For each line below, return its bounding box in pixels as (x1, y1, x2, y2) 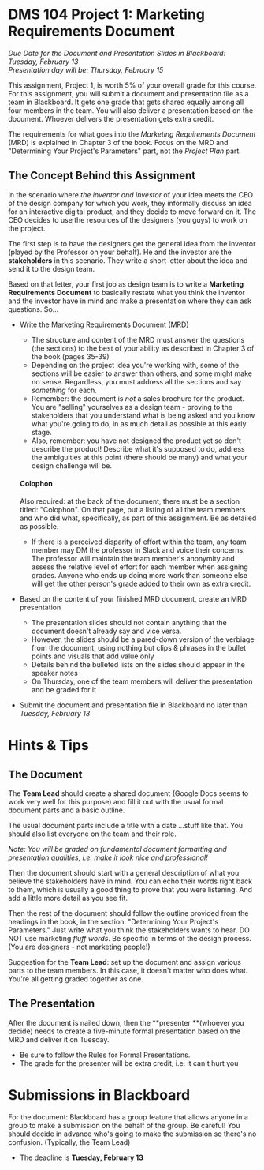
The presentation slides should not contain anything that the (31, 617, 227, 627)
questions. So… (8, 304, 59, 313)
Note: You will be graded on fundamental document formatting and (8, 844, 227, 853)
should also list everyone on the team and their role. (8, 829, 177, 838)
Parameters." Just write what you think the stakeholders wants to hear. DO (8, 925, 250, 935)
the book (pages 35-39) (31, 351, 110, 361)
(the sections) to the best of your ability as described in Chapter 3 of (31, 343, 255, 353)
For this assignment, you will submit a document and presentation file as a (8, 88, 249, 98)
